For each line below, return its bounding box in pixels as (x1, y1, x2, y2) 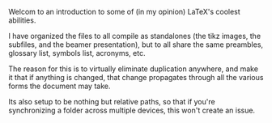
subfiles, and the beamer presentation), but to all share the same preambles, (8, 40, 264, 49)
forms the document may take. (8, 81, 111, 91)
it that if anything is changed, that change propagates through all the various (8, 73, 264, 82)
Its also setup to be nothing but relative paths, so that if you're (8, 97, 216, 106)
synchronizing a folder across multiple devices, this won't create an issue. (8, 105, 256, 115)
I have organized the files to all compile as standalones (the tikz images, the (8, 32, 261, 40)
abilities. (8, 15, 36, 25)
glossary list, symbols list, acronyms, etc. (8, 49, 146, 57)
